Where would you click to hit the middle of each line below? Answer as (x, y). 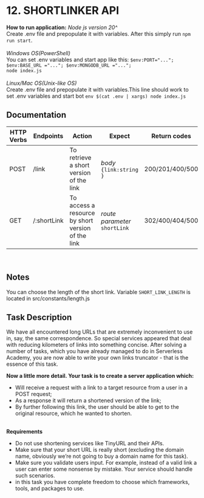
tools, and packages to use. (50, 488)
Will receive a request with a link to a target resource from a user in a (101, 388)
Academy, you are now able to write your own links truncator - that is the (97, 358)
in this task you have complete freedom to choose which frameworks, (102, 482)
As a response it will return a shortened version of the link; (88, 400)
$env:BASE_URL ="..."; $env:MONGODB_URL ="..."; (69, 65)
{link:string (120, 170)
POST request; (33, 394)
